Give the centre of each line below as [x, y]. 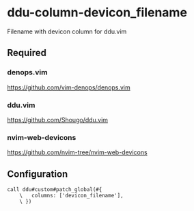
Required [27, 53]
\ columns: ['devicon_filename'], [72, 196]
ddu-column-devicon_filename [97, 13]
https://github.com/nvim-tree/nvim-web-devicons [78, 152]
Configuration [38, 174]
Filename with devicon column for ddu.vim [67, 31]
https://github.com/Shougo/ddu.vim [57, 119]
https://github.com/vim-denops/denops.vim [69, 87]
